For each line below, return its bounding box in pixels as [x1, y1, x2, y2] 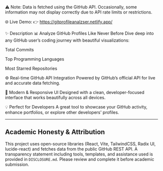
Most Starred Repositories [5, 65, 57, 71]
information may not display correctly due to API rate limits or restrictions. [5, 9, 153, 15]
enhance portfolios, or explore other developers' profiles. [5, 109, 119, 115]
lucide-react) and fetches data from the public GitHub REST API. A [5, 146, 138, 152]
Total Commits [5, 47, 34, 52]
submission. [5, 161, 29, 167]
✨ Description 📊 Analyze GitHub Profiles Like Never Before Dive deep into [5, 31, 154, 36]
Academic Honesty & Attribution [5, 128, 105, 136]
